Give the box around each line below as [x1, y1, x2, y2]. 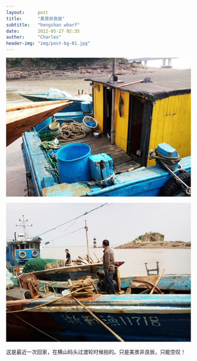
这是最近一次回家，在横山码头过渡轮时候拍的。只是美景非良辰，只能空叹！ [6, 349, 186, 355]
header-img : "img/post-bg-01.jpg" [6, 41, 91, 46]
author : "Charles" [6, 34, 62, 41]
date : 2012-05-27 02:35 [6, 28, 80, 34]
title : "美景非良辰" [6, 15, 65, 22]
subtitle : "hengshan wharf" [6, 22, 80, 28]
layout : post [6, 9, 49, 15]
